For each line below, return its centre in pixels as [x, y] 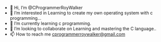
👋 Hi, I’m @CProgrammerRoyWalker [46, 8]
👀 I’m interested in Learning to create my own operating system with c [81, 13]
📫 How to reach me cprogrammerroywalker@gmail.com [67, 34]
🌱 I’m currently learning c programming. [51, 23]
